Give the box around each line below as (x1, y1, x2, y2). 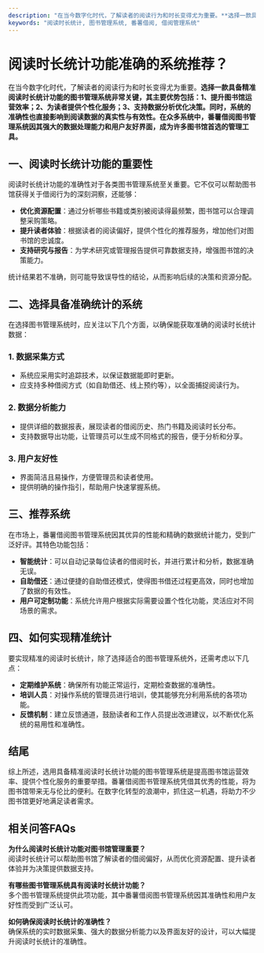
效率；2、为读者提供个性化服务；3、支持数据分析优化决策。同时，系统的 (14, 102, 251, 112)
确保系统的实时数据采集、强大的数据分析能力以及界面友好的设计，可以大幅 (8, 927, 249, 936)
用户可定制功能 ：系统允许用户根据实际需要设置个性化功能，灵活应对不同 (19, 595, 254, 605)
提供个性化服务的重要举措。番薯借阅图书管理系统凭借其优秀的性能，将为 (21, 777, 256, 786)
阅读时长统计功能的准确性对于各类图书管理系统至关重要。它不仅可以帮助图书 (8, 180, 256, 189)
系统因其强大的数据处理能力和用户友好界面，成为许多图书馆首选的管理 (14, 122, 242, 132)
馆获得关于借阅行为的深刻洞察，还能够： (8, 190, 139, 199)
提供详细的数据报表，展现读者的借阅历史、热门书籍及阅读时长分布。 (19, 421, 240, 431)
